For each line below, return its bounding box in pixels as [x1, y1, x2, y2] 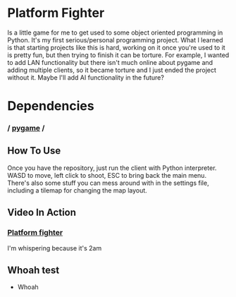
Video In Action [7, 207, 76, 219]
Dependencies [7, 98, 94, 114]
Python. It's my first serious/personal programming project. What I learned [7, 35, 223, 44]
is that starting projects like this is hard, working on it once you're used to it [7, 43, 225, 51]
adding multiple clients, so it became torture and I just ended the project [7, 66, 217, 74]
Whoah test [7, 264, 60, 276]
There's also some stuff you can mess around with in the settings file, [7, 178, 209, 187]
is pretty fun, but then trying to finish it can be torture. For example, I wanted [7, 51, 230, 59]
